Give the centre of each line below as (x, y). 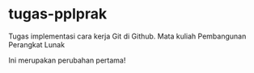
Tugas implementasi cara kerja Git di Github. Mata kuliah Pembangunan (127, 36)
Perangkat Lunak (37, 44)
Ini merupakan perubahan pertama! (67, 60)
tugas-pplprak (58, 14)
